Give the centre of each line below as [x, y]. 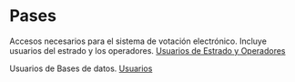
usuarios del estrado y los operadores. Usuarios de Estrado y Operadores [147, 50]
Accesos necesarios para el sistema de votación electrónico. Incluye [138, 41]
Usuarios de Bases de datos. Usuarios [81, 68]
